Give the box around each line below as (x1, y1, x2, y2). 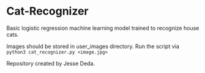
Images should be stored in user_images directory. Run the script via (6, 43, 179, 50)
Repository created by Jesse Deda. (6, 60, 95, 67)
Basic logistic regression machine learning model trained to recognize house (6, 24, 199, 32)
